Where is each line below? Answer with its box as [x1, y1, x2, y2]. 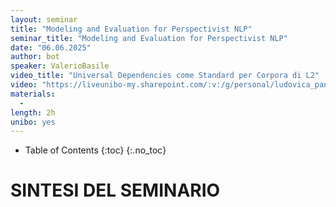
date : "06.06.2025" [10, 42, 92, 53]
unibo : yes [10, 117, 56, 127]
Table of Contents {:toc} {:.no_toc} [24, 144, 167, 156]
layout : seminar [10, 14, 78, 25]
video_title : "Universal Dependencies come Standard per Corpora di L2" [10, 71, 320, 81]
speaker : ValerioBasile [10, 61, 110, 71]
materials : [10, 89, 56, 99]
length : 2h [10, 107, 56, 118]
